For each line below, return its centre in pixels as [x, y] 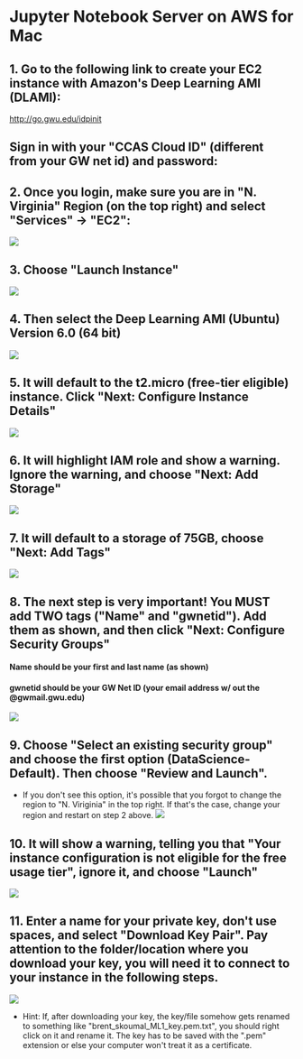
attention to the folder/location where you [129, 949]
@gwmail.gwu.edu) [47, 697]
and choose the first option [87, 759]
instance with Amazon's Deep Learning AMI [135, 83]
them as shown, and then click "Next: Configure [147, 630]
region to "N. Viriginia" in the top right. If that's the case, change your [151, 805]
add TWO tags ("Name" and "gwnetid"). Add [138, 616]
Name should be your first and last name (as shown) [109, 667]
